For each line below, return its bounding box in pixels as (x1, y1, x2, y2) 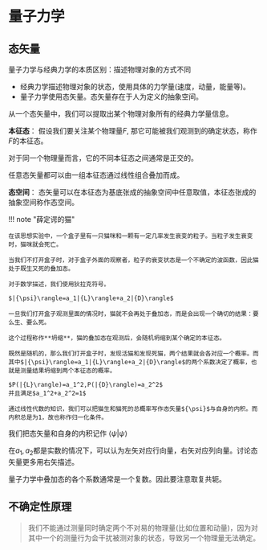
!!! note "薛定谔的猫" (8, 215, 75, 224)
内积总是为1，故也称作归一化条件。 (8, 413, 108, 421)
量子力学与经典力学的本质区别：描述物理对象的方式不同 (8, 65, 191, 74)
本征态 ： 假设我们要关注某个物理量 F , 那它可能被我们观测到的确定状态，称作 (8, 126, 258, 135)
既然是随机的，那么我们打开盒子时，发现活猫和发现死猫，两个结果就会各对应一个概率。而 (8, 350, 259, 358)
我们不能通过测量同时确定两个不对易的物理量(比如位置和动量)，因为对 (27, 523, 259, 532)
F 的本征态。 (8, 136, 48, 146)
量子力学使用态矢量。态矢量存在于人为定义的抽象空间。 (19, 92, 203, 101)
